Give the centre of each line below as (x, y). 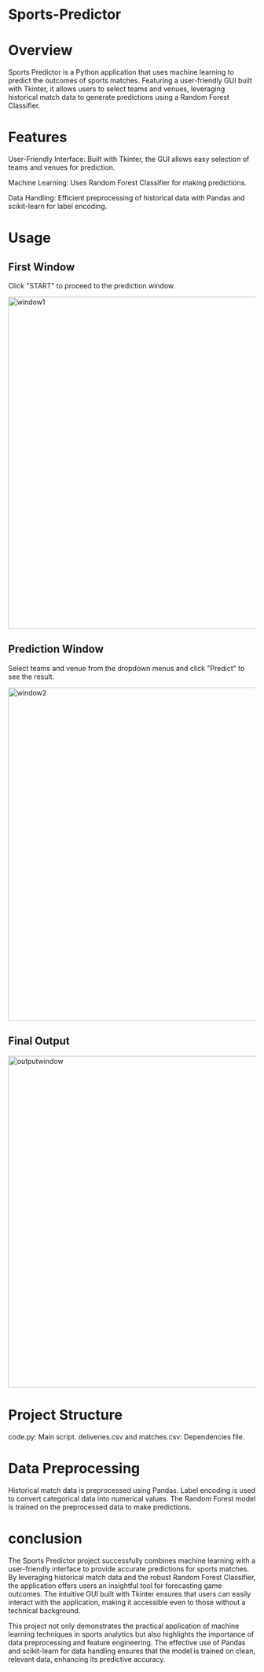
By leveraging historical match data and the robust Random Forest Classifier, (132, 1577)
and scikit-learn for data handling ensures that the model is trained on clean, (132, 1651)
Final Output (39, 1041)
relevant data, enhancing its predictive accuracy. (87, 1659)
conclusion (45, 1538)
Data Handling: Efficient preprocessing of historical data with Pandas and (126, 198)
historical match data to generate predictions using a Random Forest (119, 97)
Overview (40, 51)
